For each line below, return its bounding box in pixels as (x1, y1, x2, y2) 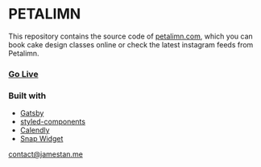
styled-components (19, 117, 86, 127)
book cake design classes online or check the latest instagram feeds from (8, 39, 254, 49)
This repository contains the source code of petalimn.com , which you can (8, 31, 254, 41)
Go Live (8, 68, 39, 79)
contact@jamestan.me (8, 149, 83, 159)
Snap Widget (19, 134, 64, 144)
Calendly (19, 125, 50, 135)
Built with (8, 90, 47, 101)
